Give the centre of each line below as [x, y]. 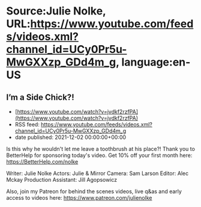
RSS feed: [27, 124]
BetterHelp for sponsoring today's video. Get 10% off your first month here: [99, 155]
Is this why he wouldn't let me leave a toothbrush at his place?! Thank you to [100, 149]
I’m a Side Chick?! [40, 97]
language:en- [156, 62]
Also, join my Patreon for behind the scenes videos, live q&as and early [94, 191]
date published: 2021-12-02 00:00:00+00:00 [70, 137]
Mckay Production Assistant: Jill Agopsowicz [62, 180]
